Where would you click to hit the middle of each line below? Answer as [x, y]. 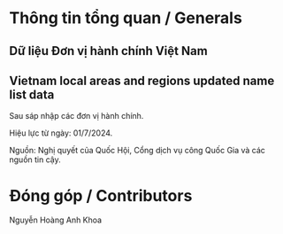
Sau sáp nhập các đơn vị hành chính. [76, 116]
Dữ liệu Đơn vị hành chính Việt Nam [108, 51]
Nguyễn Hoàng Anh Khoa [56, 220]
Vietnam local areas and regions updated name [142, 80]
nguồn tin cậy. [35, 160]
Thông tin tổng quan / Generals [126, 18]
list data [32, 94]
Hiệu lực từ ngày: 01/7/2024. [61, 133]
